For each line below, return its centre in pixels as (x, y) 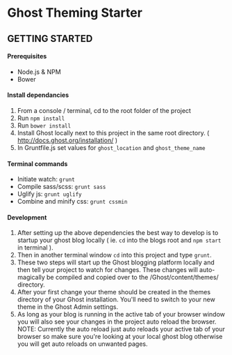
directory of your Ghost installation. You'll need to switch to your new (116, 300)
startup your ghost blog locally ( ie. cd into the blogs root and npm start (119, 240)
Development (27, 217)
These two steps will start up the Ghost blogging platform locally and (116, 262)
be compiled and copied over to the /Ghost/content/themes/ (132, 278)
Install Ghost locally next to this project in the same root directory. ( (113, 133)
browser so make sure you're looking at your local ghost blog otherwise (120, 337)
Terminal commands (38, 164)
